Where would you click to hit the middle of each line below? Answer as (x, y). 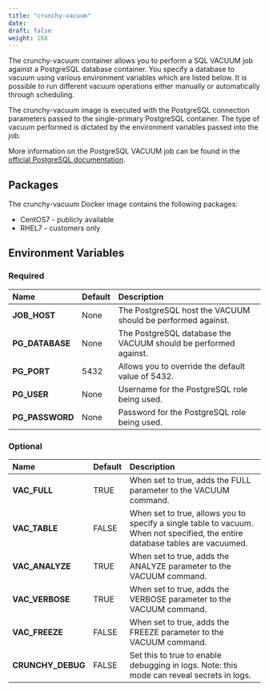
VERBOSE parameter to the (181, 599)
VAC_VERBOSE (41, 599)
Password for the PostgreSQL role (182, 412)
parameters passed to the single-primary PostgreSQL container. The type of (134, 119)
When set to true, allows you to (188, 513)
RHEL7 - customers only (60, 228)
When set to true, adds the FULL (190, 481)
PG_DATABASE (41, 343)
